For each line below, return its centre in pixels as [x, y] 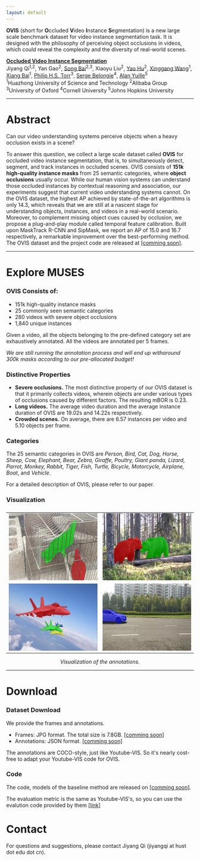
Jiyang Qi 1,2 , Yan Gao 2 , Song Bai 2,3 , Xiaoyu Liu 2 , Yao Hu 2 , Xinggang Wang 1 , [99, 67]
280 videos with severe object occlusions [66, 317]
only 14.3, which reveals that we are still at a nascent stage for [82, 205]
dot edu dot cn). [26, 852]
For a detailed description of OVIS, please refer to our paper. [80, 484]
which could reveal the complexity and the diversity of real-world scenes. [96, 49]
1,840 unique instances [43, 323]
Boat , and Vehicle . [29, 473]
